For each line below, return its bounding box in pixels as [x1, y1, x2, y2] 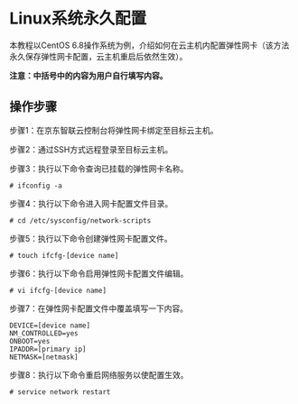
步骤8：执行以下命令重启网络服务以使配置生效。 [9, 369, 189, 380]
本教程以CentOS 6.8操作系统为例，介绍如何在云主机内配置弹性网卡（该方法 [9, 40, 290, 50]
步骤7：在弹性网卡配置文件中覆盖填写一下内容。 [9, 303, 188, 314]
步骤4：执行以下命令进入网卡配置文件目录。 [9, 197, 173, 208]
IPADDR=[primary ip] [9, 344, 88, 353]
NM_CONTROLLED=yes [9, 328, 79, 338]
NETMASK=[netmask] [9, 353, 79, 362]
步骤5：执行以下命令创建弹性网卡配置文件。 [9, 233, 173, 243]
